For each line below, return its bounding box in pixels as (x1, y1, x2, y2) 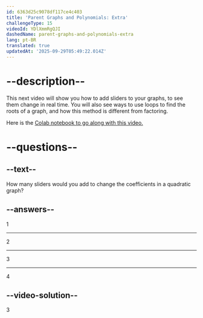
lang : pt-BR (6, 37, 36, 43)
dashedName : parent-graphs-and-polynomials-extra (6, 31, 134, 38)
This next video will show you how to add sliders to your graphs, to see (6, 94, 183, 102)
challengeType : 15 (6, 20, 53, 26)
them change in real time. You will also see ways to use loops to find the (6, 101, 186, 108)
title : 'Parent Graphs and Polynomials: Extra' (6, 15, 129, 21)
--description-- (6, 74, 86, 88)
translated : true (6, 43, 50, 49)
